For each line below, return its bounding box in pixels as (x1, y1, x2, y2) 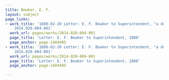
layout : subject (5, 12, 39, 17)
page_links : (5, 16, 30, 21)
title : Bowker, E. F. (5, 7, 51, 12)
